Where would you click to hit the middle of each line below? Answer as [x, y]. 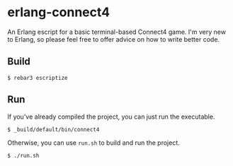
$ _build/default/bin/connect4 [53, 129]
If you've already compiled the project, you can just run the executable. [111, 117]
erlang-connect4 [59, 12]
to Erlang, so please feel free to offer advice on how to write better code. [114, 39]
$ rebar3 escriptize [38, 78]
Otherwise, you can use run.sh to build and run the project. [94, 143]
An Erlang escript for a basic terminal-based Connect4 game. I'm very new [117, 32]
